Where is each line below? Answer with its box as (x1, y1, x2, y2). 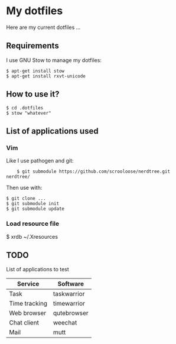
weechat (53, 319, 77, 327)
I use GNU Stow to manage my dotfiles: (6, 56, 102, 63)
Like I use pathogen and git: (6, 157, 74, 164)
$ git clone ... (6, 196, 46, 202)
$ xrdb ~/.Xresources (6, 233, 58, 240)
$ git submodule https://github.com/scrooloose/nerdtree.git (17, 168, 170, 175)
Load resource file (6, 220, 60, 228)
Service (17, 280, 40, 288)
